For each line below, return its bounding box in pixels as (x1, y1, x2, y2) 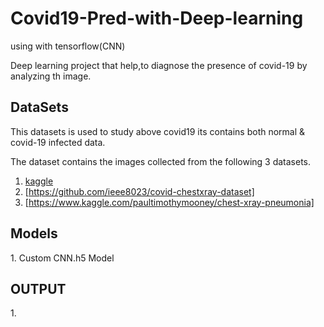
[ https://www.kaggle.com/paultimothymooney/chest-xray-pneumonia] (24, 196, 315, 208)
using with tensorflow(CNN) (10, 40, 126, 52)
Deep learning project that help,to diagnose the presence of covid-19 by (10, 59, 308, 71)
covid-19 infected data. (10, 136, 106, 148)
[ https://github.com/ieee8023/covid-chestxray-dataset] (24, 185, 255, 197)
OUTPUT (10, 280, 67, 297)
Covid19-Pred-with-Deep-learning (10, 7, 304, 30)
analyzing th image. (10, 70, 92, 82)
